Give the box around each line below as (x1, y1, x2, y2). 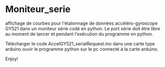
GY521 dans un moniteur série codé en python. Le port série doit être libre (5, 25, 160, 31)
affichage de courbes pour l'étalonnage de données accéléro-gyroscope (5, 20, 158, 26)
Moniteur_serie (5, 4, 71, 15)
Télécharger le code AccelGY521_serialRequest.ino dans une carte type (5, 40, 155, 46)
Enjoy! (5, 55, 19, 61)
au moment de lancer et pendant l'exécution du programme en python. (5, 31, 153, 37)
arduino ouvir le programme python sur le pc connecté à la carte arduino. (5, 46, 158, 52)
